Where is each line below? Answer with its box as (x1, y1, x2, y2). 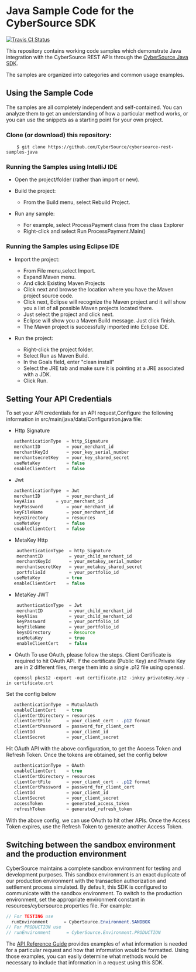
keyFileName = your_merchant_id (13, 509, 114, 515)
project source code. (23, 292, 74, 299)
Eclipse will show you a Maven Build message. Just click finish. (23, 317, 176, 324)
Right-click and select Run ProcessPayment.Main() (23, 227, 146, 235)
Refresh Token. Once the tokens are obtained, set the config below (6, 751, 168, 758)
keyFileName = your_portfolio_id (16, 624, 119, 630)
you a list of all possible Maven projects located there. (23, 304, 154, 311)
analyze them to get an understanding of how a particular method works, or (6, 110, 188, 117)
